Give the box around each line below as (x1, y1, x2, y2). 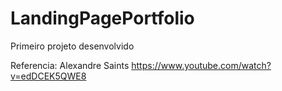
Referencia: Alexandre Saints (10, 59, 130, 71)
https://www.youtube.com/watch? (131, 59, 272, 71)
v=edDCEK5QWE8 (10, 70, 87, 82)
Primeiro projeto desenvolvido (10, 40, 135, 52)
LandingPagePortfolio (10, 7, 195, 30)
